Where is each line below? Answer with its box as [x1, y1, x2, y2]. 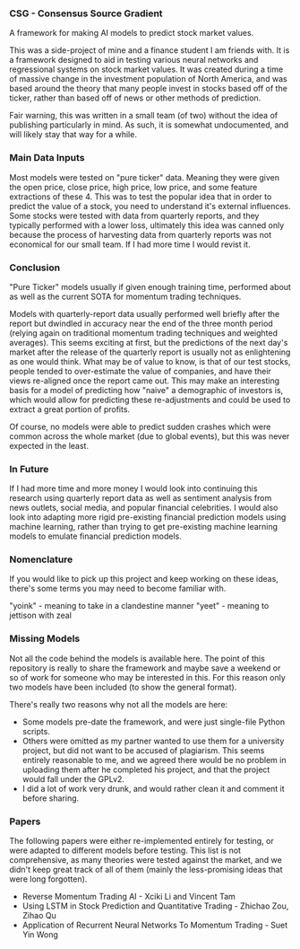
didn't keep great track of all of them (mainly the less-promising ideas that [9, 865, 284, 875]
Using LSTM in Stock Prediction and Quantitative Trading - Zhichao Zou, [21, 901, 289, 911]
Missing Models [9, 632, 81, 645]
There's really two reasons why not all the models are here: [9, 699, 228, 709]
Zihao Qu [21, 910, 56, 921]
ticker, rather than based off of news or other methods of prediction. [9, 92, 261, 103]
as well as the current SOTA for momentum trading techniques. [9, 291, 242, 302]
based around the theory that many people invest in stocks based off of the [9, 83, 288, 94]
